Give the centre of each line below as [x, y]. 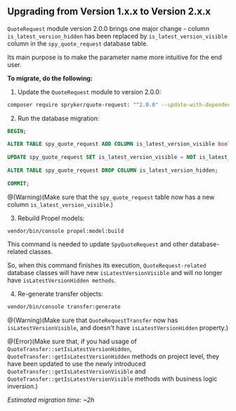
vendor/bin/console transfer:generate [64, 307]
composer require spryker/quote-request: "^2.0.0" [83, 105]
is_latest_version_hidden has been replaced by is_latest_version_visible [118, 36]
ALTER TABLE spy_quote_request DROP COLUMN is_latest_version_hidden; [113, 170]
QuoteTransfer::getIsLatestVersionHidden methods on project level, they [113, 356]
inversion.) [23, 386]
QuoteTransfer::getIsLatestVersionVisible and [77, 372]
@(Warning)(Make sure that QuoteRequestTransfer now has [93, 320]
